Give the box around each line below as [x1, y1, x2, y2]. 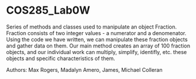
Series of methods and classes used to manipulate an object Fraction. [6, 23, 177, 30]
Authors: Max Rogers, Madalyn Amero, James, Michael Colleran [6, 66, 163, 73]
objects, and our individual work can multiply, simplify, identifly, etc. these [6, 48, 187, 55]
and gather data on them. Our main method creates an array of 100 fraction [6, 42, 191, 49]
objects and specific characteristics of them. [6, 55, 116, 62]
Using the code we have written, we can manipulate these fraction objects [6, 36, 188, 43]
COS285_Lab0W [6, 4, 90, 17]
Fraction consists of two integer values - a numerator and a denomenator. [6, 29, 187, 36]
